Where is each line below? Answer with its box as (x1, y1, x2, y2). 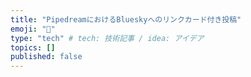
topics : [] (10, 42, 56, 53)
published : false (10, 52, 83, 62)
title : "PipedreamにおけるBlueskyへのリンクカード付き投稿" (10, 14, 242, 25)
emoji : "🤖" (10, 24, 56, 34)
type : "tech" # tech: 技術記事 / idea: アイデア (10, 33, 205, 43)
